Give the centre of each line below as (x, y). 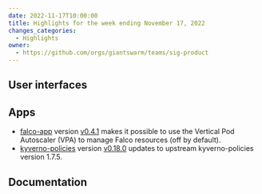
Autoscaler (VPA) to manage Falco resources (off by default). (120, 140)
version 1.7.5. (41, 157)
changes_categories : (43, 30)
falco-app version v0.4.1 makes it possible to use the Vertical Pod (127, 132)
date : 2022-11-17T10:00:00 (53, 16)
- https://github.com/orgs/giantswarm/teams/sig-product (112, 53)
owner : (19, 46)
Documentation (48, 182)
